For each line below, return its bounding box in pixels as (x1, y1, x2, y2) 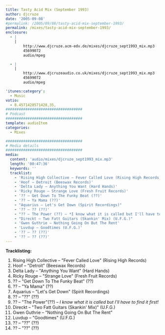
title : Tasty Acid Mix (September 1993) (5, 7, 90, 12)
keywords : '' (10, 166, 37, 171)
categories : (5, 125, 30, 130)
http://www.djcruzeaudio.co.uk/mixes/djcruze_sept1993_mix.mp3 (23, 71, 155, 76)
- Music (10, 93, 26, 98)
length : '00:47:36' (10, 161, 50, 166)
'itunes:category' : (5, 89, 46, 94)
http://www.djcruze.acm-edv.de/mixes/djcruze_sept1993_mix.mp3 (23, 44, 155, 49)
